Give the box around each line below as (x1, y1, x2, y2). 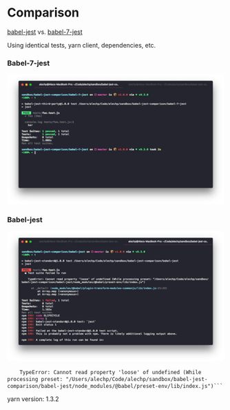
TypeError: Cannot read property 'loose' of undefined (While (19, 369, 202, 375)
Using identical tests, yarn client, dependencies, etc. (7, 41, 156, 49)
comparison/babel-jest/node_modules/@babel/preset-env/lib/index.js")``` (7, 382, 224, 389)
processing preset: (7, 375, 63, 382)
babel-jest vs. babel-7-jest (7, 28, 83, 36)
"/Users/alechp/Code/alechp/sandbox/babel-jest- (65, 375, 208, 382)
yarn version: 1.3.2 (7, 395, 60, 403)
